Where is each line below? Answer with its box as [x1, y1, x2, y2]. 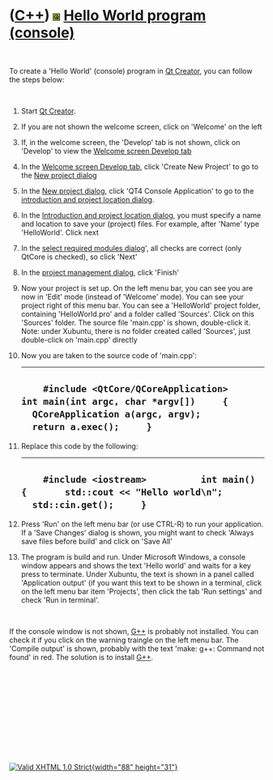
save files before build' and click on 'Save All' [20, 536, 173, 546]
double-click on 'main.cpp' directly [20, 335, 138, 344]
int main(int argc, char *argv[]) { [20, 396, 229, 407]
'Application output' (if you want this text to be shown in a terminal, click [20, 578, 262, 587]
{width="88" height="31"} [91, 762, 178, 772]
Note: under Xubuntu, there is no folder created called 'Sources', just [20, 326, 251, 336]
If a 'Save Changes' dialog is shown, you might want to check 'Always [20, 527, 254, 537]
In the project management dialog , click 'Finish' [20, 267, 179, 277]
